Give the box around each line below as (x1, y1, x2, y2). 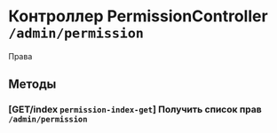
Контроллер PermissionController (8, 6, 268, 27)
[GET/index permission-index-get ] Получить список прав (8, 104, 263, 116)
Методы (8, 77, 57, 92)
